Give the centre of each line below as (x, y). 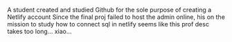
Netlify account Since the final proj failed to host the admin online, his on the (116, 17)
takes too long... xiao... (39, 31)
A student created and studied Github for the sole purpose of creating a (109, 10)
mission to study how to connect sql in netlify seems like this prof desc (108, 24)
